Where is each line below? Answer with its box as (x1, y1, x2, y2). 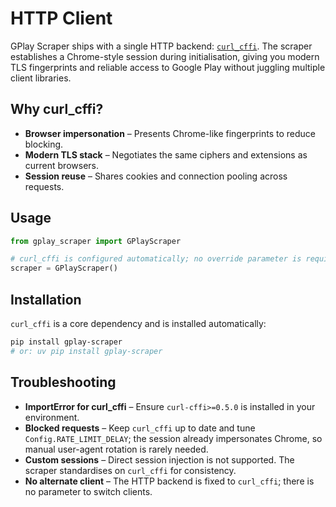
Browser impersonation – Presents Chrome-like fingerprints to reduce (24, 127, 316, 139)
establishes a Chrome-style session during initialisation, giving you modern (10, 50, 320, 62)
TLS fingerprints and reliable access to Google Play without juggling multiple (10, 61, 326, 73)
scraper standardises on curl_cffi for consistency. (24, 464, 237, 476)
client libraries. (10, 72, 72, 84)
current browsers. (24, 159, 100, 171)
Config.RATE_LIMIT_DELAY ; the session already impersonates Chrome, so (24, 432, 323, 444)
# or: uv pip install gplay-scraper (10, 346, 163, 356)
